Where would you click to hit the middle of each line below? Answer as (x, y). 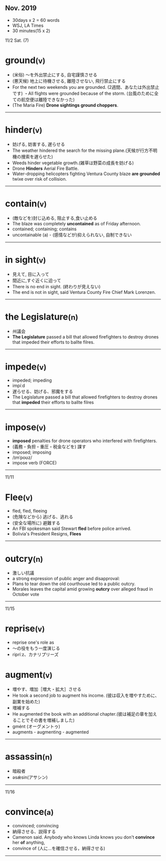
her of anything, (29, 842)
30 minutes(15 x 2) (31, 31)
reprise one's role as (33, 643)
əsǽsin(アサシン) (30, 777)
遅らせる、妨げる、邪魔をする (42, 392)
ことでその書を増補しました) (46, 720)
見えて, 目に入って (31, 274)
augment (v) (29, 675)
